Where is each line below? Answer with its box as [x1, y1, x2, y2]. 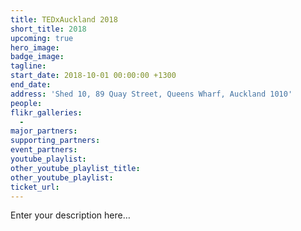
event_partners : [10, 145, 78, 155]
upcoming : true [10, 33, 74, 43]
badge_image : [10, 52, 65, 62]
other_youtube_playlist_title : [10, 163, 141, 173]
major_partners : [10, 126, 78, 136]
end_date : [10, 80, 52, 90]
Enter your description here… [10, 209, 131, 221]
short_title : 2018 [10, 24, 87, 34]
